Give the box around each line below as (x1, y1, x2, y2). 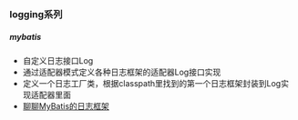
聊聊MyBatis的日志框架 (22, 100, 109, 111)
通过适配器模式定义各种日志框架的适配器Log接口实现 (22, 66, 221, 77)
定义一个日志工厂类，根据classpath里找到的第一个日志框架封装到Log (22, 77, 282, 88)
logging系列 (9, 7, 63, 20)
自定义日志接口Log (22, 55, 94, 65)
